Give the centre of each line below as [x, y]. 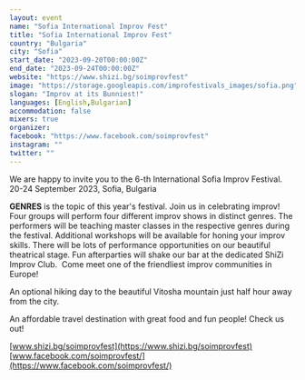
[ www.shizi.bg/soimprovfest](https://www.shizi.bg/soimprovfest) [131, 345]
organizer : [30, 128]
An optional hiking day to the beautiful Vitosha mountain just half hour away [151, 291]
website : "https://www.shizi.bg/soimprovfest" [99, 77]
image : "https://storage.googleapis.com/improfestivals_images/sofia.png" [154, 85]
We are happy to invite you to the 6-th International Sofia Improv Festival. [146, 179]
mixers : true [34, 119]
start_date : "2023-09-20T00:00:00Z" [79, 60]
